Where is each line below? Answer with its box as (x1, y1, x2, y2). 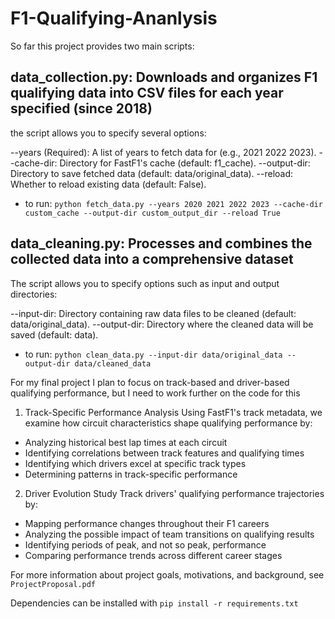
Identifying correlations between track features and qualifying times (24, 447, 305, 459)
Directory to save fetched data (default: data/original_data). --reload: (10, 167, 294, 179)
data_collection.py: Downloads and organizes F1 (10, 69, 318, 86)
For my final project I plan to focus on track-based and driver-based (10, 376, 290, 388)
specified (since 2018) (10, 100, 153, 117)
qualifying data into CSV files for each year (10, 85, 284, 102)
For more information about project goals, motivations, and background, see (10, 568, 325, 581)
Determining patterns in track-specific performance (24, 468, 238, 480)
